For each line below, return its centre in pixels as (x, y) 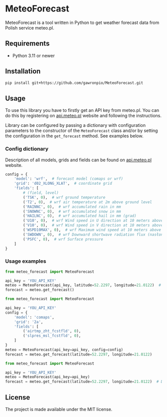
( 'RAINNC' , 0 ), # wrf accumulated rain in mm (72, 207)
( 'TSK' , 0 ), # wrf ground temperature (64, 197)
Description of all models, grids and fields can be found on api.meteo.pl (78, 160)
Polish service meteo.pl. (30, 27)
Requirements (27, 44)
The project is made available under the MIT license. (59, 410)
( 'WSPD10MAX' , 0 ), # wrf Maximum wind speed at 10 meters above (92, 230)
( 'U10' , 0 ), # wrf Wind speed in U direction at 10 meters (86, 221)
